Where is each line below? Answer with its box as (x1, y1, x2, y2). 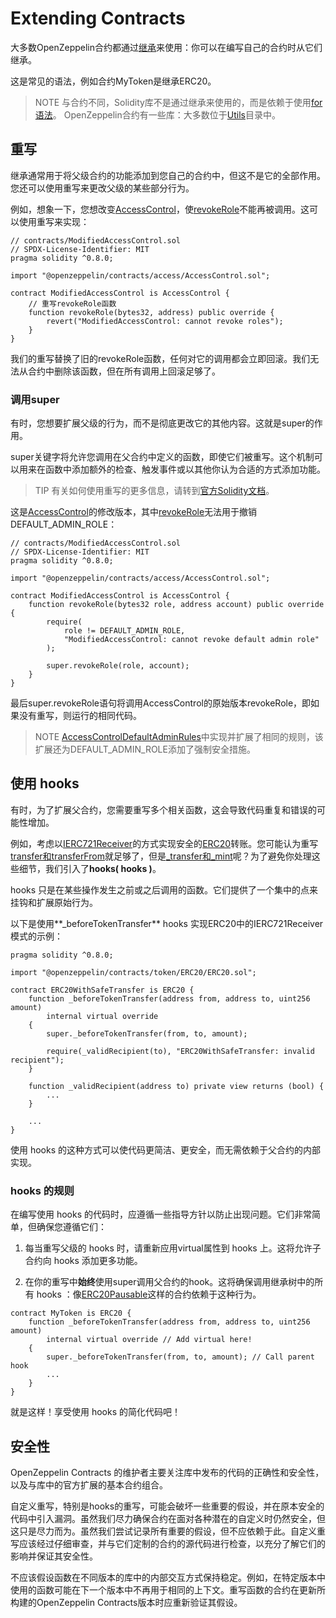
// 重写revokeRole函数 (28, 298, 117, 309)
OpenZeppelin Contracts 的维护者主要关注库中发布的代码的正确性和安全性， (10, 1466, 325, 1478)
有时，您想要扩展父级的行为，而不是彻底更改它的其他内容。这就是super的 (10, 417, 315, 429)
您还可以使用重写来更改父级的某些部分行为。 (10, 182, 195, 194)
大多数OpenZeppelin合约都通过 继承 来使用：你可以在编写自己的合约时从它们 (10, 41, 323, 53)
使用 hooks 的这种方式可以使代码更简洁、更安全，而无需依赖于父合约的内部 (10, 1143, 322, 1156)
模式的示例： (10, 930, 63, 942)
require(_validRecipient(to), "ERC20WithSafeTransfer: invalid (46, 1046, 315, 1056)
